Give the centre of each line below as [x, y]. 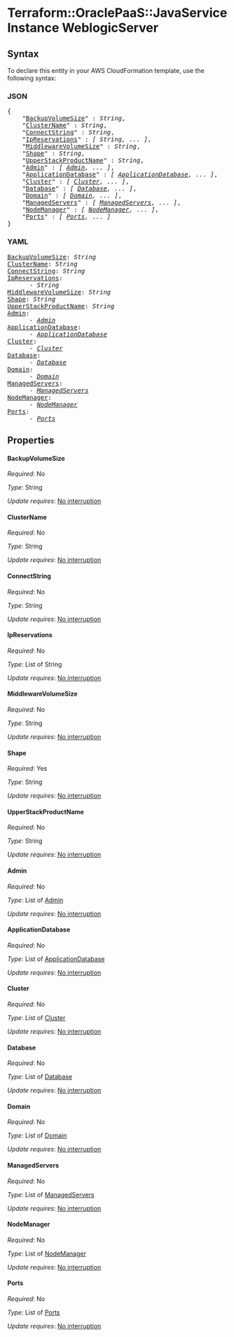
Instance [33, 28]
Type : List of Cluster [36, 1018]
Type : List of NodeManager [47, 1253]
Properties [31, 440]
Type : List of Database [40, 1077]
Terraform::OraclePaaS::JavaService [117, 13]
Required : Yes [27, 769]
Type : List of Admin [35, 900]
